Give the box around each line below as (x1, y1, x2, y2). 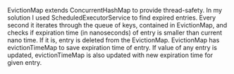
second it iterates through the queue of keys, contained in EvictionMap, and (7, 21, 228, 29)
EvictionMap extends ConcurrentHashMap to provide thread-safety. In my (7, 6, 223, 14)
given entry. (7, 58, 42, 66)
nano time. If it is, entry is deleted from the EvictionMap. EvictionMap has (7, 36, 220, 44)
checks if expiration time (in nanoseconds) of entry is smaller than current (7, 28, 223, 37)
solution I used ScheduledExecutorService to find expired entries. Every (7, 13, 216, 22)
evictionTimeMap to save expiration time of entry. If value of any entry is (7, 44, 217, 51)
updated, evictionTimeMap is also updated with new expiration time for (7, 51, 214, 59)
